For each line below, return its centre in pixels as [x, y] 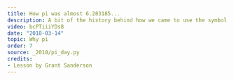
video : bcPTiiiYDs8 [36, 26]
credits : [20, 59]
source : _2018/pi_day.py [43, 53]
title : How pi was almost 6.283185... [64, 14]
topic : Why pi [28, 40]
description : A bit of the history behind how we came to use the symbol [117, 20]
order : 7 [20, 46]
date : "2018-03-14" [36, 33]
